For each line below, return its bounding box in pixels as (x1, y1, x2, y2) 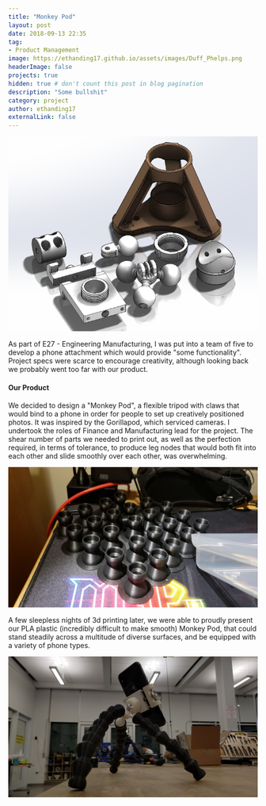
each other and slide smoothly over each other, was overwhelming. (8, 451, 228, 460)
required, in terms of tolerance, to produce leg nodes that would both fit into (8, 443, 256, 452)
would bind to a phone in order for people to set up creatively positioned (8, 409, 245, 418)
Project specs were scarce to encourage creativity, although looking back (8, 356, 249, 366)
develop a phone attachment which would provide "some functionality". (8, 347, 241, 357)
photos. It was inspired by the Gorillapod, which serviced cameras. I (8, 417, 230, 427)
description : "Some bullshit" (8, 88, 108, 96)
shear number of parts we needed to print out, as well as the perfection (8, 434, 241, 443)
